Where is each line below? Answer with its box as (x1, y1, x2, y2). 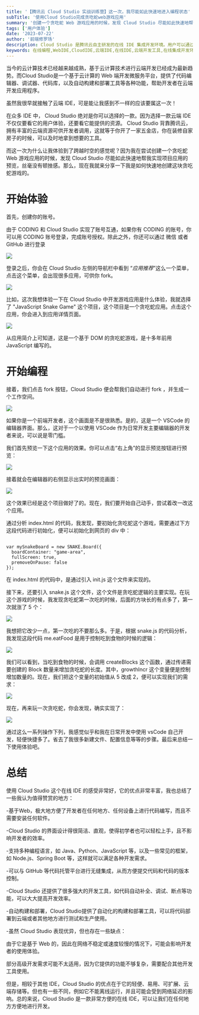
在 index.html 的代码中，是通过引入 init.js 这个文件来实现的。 (6, 576, 154, 583)
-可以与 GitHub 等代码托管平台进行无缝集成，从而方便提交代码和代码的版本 (6, 867, 190, 874)
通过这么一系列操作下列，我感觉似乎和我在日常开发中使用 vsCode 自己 (6, 728, 179, 735)
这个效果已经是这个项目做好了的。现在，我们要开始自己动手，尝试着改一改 (6, 499, 188, 506)
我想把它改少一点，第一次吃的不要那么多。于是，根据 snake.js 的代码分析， (6, 627, 190, 634)
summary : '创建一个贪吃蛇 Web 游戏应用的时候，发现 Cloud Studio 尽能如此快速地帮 (6, 20, 194, 26)
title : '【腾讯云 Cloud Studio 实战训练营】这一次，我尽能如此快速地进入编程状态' (6, 8, 191, 15)
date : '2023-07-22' (6, 31, 54, 37)
